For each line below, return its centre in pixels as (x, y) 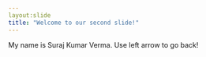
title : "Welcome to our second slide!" (74, 23)
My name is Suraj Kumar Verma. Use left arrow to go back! (103, 45)
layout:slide (30, 15)
